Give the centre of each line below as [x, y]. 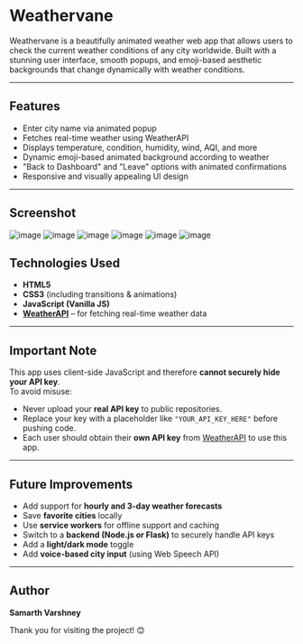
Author [29, 591]
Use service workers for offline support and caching [120, 525]
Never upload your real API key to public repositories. [122, 409]
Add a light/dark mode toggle [78, 544]
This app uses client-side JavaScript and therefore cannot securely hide [145, 372]
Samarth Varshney [45, 612]
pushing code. [49, 428]
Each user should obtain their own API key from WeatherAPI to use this [154, 438]
